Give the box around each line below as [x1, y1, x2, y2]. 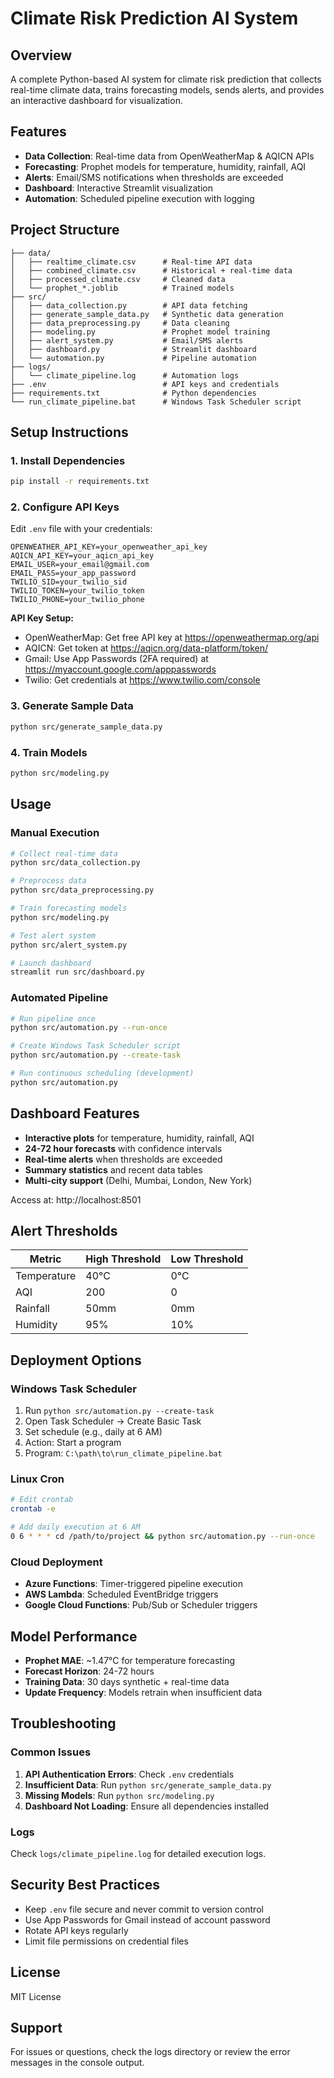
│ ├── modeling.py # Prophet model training [10, 327, 271, 337]
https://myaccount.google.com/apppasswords [24, 663, 217, 676]
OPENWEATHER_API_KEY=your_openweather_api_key [10, 542, 208, 552]
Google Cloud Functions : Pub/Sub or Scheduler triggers [24, 1599, 258, 1611]
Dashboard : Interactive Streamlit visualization [24, 182, 213, 194]
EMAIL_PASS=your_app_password [10, 568, 137, 579]
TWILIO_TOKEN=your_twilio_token [10, 586, 145, 596]
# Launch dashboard [10, 958, 92, 968]
